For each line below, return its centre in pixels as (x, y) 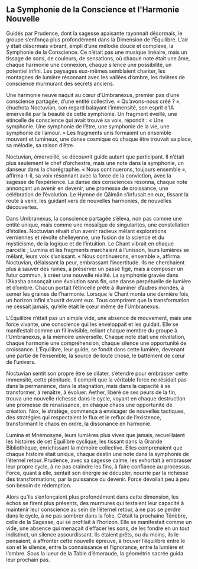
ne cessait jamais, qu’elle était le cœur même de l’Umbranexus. (83, 306)
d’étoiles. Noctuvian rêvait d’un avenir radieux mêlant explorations (86, 231)
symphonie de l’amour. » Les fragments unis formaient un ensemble (89, 132)
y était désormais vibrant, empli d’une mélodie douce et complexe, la (90, 46)
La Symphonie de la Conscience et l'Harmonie (93, 10)
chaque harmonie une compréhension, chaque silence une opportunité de (97, 343)
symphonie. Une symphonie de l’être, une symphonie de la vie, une (88, 126)
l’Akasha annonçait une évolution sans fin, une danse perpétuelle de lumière (99, 281)
